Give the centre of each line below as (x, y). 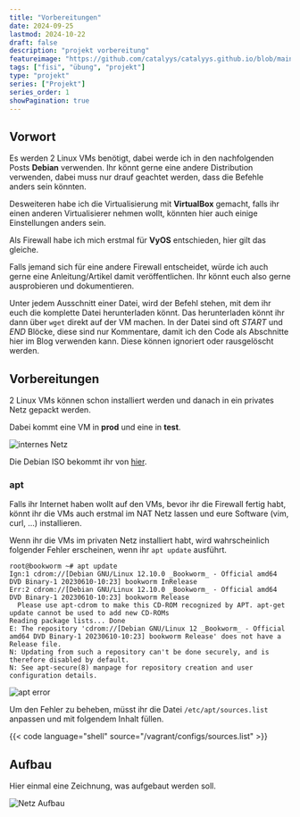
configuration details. (54, 676)
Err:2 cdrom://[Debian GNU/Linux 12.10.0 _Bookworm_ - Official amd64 (143, 590)
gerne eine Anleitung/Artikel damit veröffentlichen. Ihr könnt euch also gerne (150, 277)
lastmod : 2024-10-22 (48, 34)
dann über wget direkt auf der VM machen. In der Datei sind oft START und (146, 322)
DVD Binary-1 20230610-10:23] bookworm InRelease (104, 582)
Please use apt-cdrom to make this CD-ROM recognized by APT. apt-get (151, 605)
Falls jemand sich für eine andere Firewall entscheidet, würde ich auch (139, 267)
